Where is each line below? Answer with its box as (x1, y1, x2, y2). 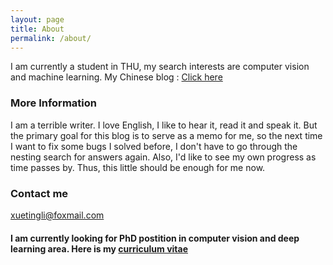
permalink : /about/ (10, 33, 92, 43)
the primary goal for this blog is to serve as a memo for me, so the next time (10, 129, 323, 141)
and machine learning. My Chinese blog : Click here (10, 71, 223, 83)
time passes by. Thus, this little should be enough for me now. (10, 161, 266, 173)
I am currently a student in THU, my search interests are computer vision (10, 61, 310, 73)
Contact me (10, 186, 69, 200)
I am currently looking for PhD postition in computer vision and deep (10, 232, 300, 244)
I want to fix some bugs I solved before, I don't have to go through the (10, 140, 298, 152)
